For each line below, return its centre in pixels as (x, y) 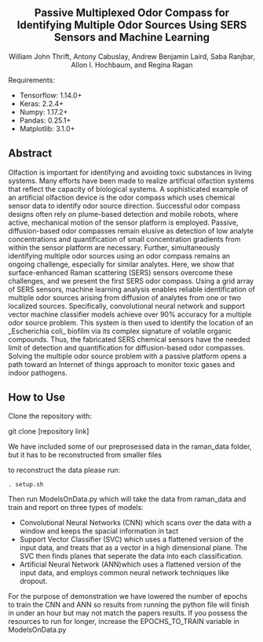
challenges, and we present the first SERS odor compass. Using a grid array (131, 281)
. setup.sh (26, 485)
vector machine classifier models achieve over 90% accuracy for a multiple (130, 314)
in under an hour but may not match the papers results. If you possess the (128, 613)
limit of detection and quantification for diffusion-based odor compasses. (127, 347)
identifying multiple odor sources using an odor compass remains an (119, 255)
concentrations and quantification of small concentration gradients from (124, 239)
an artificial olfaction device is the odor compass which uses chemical (122, 197)
